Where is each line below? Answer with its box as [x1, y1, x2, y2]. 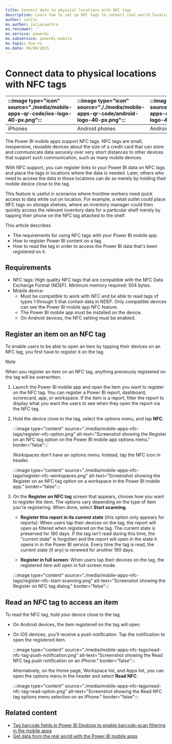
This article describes [5, 222, 51, 228]
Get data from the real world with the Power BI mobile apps [12, 733, 138, 739]
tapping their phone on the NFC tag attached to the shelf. [5, 212, 126, 218]
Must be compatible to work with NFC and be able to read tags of [20, 293, 159, 300]
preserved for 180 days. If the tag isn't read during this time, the [20, 530, 155, 537]
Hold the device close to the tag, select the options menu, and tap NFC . [12, 416, 164, 422]
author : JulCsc [5, 17, 38, 22]
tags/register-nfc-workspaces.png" [12, 473, 88, 479]
